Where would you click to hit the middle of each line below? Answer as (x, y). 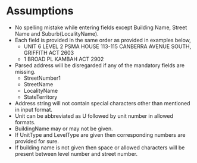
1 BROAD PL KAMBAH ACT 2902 (64, 59)
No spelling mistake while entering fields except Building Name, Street (101, 27)
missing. (25, 71)
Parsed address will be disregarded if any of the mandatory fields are (100, 65)
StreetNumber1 (42, 78)
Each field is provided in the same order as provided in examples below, (103, 40)
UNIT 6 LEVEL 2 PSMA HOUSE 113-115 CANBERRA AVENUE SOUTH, (107, 46)
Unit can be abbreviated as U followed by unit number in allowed (94, 116)
